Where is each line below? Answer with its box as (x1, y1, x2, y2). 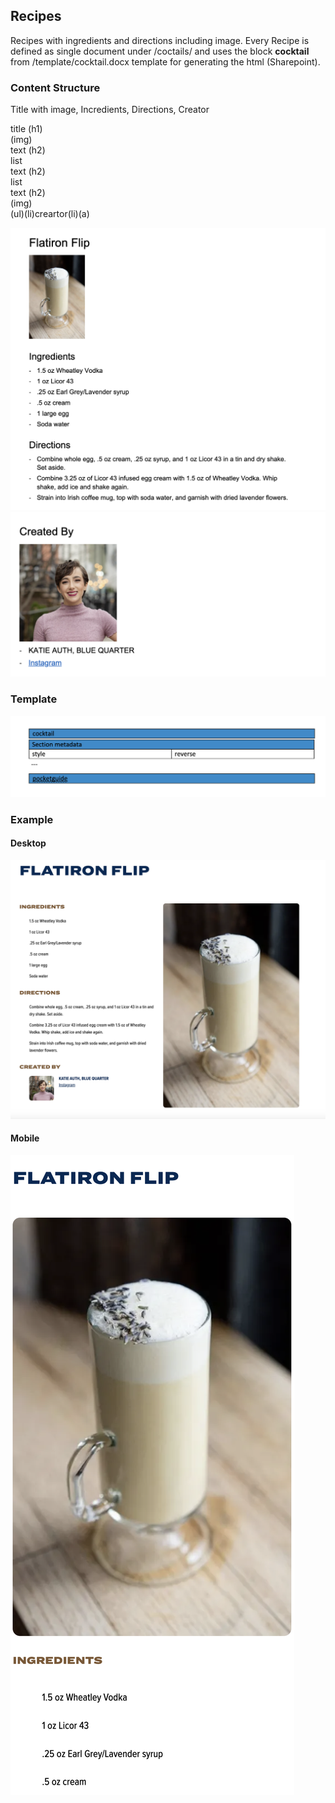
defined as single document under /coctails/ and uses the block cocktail (10, 45, 310, 57)
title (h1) (10, 123, 43, 135)
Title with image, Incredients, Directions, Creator (10, 104, 210, 116)
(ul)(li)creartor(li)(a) (10, 208, 90, 220)
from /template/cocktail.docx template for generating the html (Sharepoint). (10, 55, 321, 68)
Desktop (10, 837, 47, 849)
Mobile (10, 1132, 40, 1144)
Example (10, 812, 54, 826)
